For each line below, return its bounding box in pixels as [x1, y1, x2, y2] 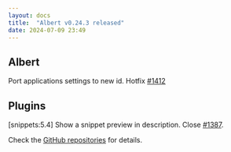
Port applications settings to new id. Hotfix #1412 [8, 76, 167, 86]
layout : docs [8, 11, 51, 20]
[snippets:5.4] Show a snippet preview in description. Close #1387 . [8, 120, 224, 129]
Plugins [8, 99, 46, 113]
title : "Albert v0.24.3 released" [8, 19, 125, 27]
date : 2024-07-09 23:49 [8, 26, 86, 34]
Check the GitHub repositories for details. [8, 135, 143, 144]
